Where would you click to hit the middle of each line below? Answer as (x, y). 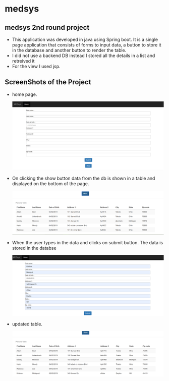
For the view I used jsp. (36, 66)
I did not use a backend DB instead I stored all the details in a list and (83, 56)
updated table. (27, 324)
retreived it (23, 61)
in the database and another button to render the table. (69, 50)
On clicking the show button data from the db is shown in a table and (83, 178)
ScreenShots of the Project (48, 82)
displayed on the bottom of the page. (50, 183)
